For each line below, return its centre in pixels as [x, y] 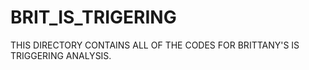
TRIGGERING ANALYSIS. [61, 55]
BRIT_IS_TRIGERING [93, 17]
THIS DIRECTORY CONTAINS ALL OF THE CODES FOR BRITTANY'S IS [155, 45]
